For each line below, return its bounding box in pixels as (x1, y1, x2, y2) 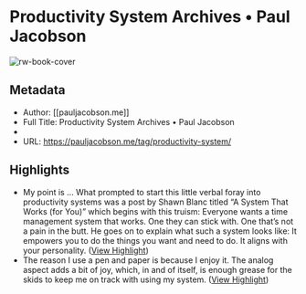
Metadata (9, 82, 66, 98)
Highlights (9, 163, 70, 178)
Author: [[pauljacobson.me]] (22, 107, 130, 118)
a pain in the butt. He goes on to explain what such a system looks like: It (22, 226, 297, 236)
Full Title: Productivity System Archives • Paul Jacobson (22, 116, 235, 127)
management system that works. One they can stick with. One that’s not (22, 215, 294, 226)
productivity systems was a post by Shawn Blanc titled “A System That (22, 196, 290, 207)
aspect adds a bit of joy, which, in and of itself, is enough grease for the (22, 264, 292, 275)
